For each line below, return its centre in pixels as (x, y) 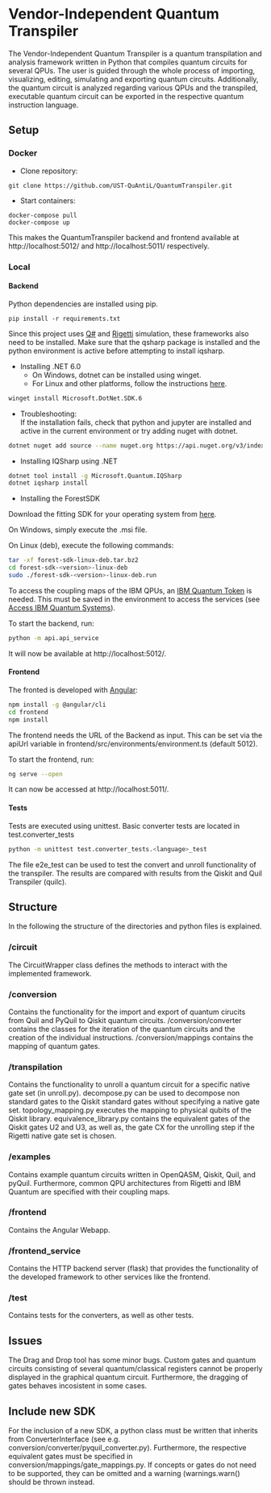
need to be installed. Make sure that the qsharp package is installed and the (134, 342)
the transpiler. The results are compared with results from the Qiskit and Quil (135, 873)
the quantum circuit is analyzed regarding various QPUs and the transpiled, (133, 87)
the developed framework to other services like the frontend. (110, 1277)
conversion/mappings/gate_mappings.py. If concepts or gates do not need (132, 1465)
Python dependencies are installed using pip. (83, 304)
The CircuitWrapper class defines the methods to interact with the (118, 965)
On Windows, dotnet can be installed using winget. (117, 375)
